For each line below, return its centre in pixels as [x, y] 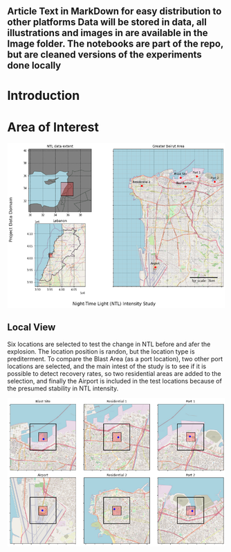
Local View [31, 328]
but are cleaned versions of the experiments [104, 55]
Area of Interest [53, 127]
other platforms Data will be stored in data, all [107, 23]
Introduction [44, 95]
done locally [34, 66]
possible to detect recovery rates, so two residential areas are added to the [114, 373]
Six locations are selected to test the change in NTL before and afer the [109, 344]
